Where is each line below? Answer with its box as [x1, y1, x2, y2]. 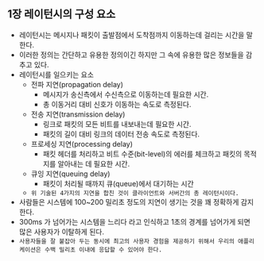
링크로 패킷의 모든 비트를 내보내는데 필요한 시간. [42, 119, 192, 129]
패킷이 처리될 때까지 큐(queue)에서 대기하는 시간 [42, 178, 194, 188]
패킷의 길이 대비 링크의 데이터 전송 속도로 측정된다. [42, 129, 200, 139]
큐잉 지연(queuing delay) [30, 169, 111, 178]
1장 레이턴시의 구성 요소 [7, 7, 116, 21]
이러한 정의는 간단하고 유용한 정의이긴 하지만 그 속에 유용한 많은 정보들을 [18, 50, 244, 59]
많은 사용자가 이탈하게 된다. [18, 227, 105, 236]
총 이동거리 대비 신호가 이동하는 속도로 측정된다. [42, 99, 192, 109]
